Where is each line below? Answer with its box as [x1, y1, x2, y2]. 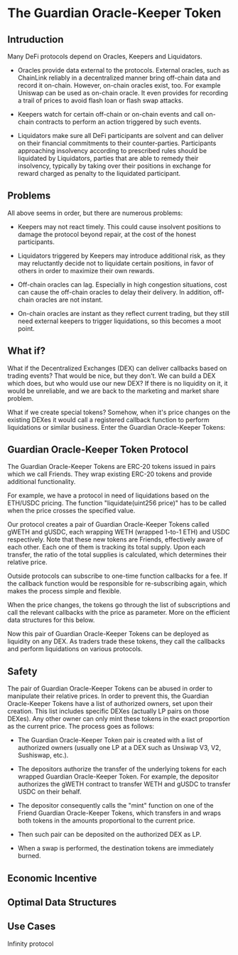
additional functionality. [7, 478, 76, 486]
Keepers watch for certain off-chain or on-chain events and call [17, 110, 204, 118]
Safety [7, 665, 38, 677]
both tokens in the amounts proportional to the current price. [17, 816, 195, 825]
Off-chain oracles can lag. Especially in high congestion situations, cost [17, 280, 227, 289]
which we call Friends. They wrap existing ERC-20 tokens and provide [7, 470, 212, 478]
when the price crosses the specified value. [7, 507, 136, 515]
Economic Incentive [7, 872, 97, 884]
